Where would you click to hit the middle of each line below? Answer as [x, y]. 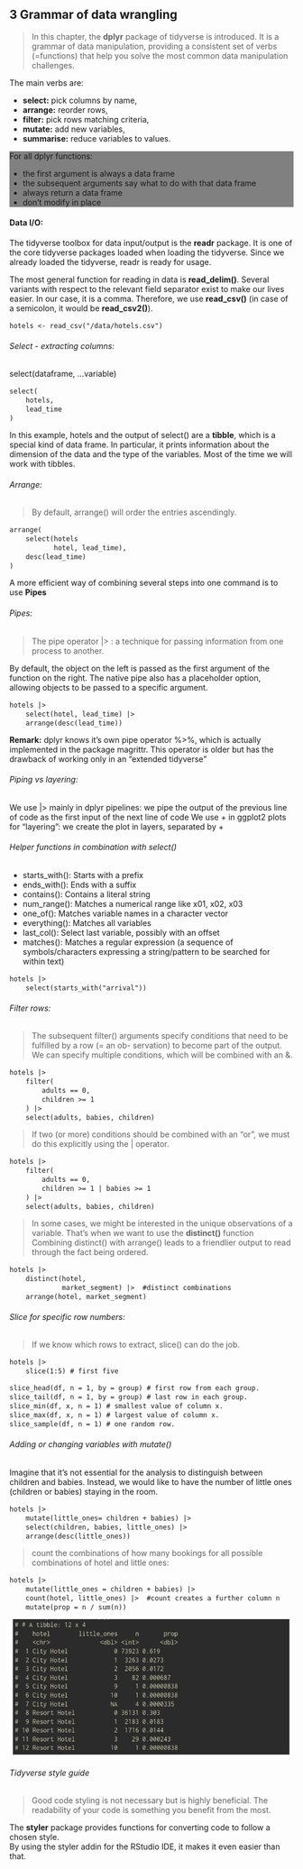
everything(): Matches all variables [87, 923]
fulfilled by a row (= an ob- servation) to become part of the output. [156, 1046]
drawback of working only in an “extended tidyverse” [108, 759]
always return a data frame [73, 192]
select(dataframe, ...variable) [63, 374]
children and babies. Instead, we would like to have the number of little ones [151, 1481]
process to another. [68, 650]
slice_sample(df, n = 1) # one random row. [92, 1425]
